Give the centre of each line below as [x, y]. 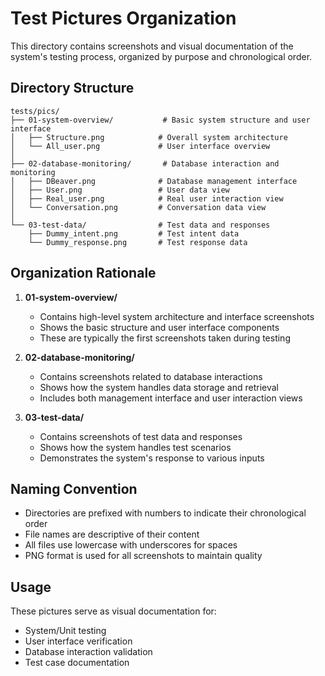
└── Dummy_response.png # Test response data [138, 242]
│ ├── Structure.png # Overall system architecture [149, 137]
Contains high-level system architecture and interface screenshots [177, 316]
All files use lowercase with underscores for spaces [131, 545]
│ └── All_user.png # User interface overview [140, 146]
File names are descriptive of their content [112, 534]
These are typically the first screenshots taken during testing [165, 338]
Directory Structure [72, 88]
